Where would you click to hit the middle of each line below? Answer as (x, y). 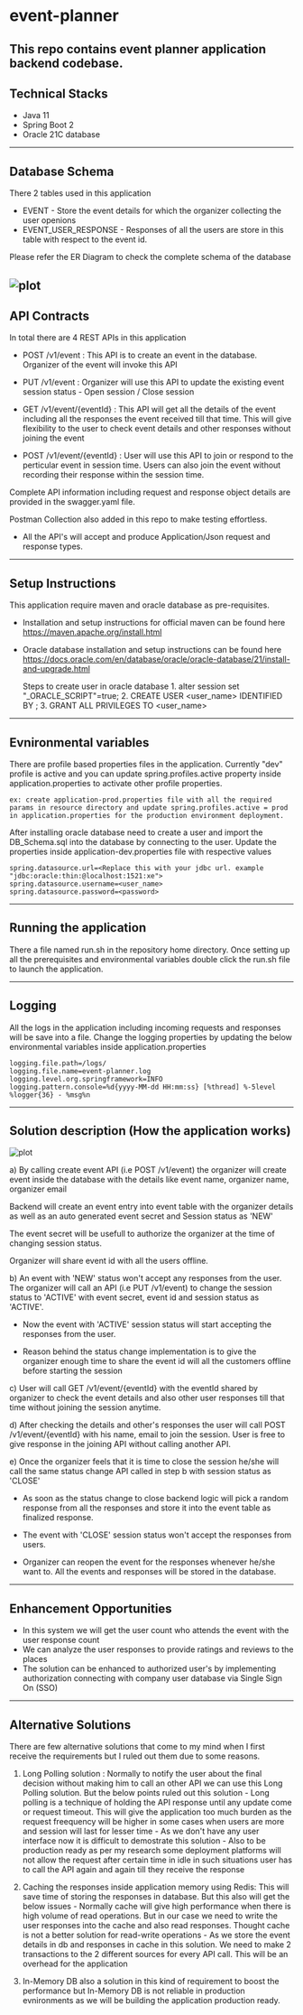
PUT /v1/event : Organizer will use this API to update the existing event (153, 382)
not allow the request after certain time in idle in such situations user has (157, 1860)
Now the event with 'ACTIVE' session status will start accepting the (147, 1324)
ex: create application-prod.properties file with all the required (141, 800)
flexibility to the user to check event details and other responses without (156, 429)
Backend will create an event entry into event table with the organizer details (151, 1207)
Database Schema (62, 171)
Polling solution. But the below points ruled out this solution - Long (146, 1793)
